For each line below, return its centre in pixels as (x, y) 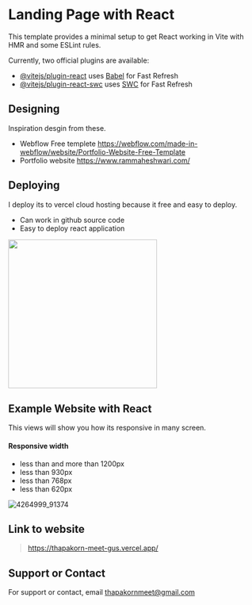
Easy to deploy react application (72, 228)
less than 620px (46, 488)
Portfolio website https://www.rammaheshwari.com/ (105, 160)
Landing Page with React (92, 15)
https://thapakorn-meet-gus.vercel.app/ (93, 548)
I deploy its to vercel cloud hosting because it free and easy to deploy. (123, 205)
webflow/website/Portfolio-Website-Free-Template (103, 151)
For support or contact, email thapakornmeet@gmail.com (102, 592)
